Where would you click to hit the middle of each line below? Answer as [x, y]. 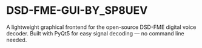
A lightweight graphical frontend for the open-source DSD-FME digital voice [101, 27]
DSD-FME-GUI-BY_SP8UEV [77, 10]
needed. [17, 40]
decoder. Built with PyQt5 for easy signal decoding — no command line [95, 33]
